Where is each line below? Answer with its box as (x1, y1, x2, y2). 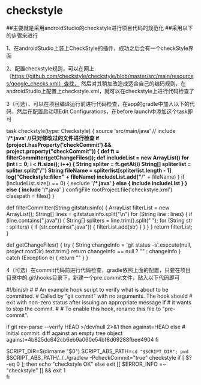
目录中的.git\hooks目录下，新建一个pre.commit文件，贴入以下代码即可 (6, 274, 180, 281)
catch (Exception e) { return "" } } (6, 254, 89, 261)
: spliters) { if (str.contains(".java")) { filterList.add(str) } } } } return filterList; (6, 223, 193, 230)
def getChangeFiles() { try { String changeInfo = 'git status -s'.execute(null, (6, 241, 192, 248)
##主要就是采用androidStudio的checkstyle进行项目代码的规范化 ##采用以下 (6, 24, 193, 31)
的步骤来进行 (6, 31, 38, 39)
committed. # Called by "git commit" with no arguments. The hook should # (6, 292, 193, 300)
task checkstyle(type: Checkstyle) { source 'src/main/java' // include (6, 127, 176, 134)
